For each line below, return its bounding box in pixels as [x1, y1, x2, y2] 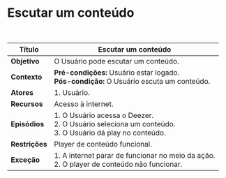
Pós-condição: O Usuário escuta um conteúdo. [54, 76, 211, 86]
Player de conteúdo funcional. [54, 139, 152, 149]
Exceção [10, 155, 40, 165]
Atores [10, 87, 33, 97]
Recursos [10, 99, 43, 109]
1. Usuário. [54, 87, 91, 97]
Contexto [10, 72, 43, 82]
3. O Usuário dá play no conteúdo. [54, 128, 166, 138]
